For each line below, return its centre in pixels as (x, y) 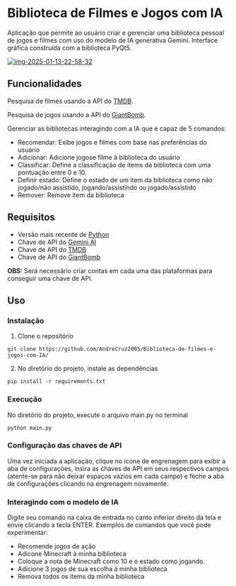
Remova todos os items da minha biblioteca (81, 577)
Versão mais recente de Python (63, 234)
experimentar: (28, 533)
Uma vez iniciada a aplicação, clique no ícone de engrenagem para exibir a (117, 461)
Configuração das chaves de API (65, 446)
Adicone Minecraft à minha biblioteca (72, 554)
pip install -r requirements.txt (57, 382)
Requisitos (31, 217)
